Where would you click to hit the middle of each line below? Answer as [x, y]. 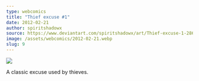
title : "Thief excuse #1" [38, 17]
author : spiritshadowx [34, 28]
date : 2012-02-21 [28, 22]
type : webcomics [26, 11]
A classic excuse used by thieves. [47, 72]
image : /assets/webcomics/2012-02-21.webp [59, 39]
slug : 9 [16, 45]
